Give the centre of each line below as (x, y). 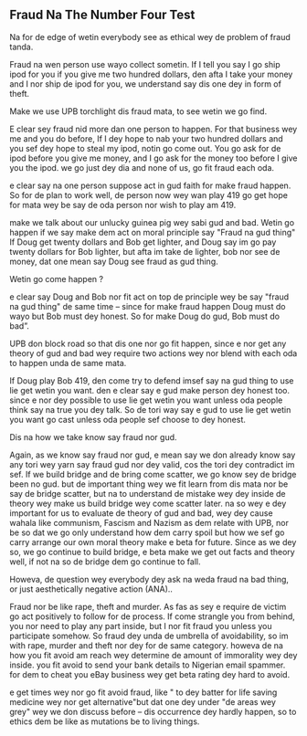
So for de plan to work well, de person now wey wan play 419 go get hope (148, 195)
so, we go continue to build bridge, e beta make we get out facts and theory (152, 552)
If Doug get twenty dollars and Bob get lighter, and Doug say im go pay (143, 242)
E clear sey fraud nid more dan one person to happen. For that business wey (153, 129)
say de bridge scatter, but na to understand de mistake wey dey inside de (148, 493)
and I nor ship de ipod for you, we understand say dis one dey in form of (145, 84)
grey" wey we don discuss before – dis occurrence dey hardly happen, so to (153, 711)
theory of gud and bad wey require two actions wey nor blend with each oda (153, 353)
